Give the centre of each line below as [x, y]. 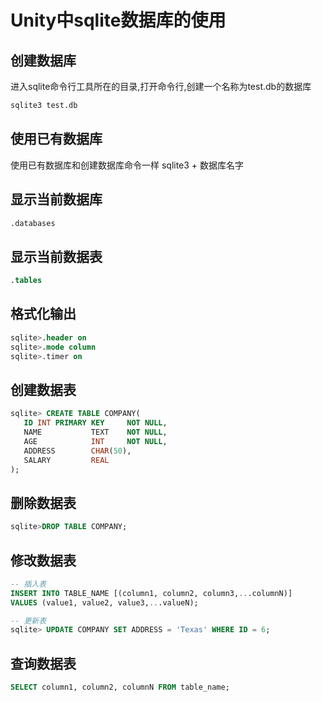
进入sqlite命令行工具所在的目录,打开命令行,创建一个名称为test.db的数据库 [161, 86]
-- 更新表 [28, 621]
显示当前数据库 [56, 199]
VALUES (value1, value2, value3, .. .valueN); [104, 602]
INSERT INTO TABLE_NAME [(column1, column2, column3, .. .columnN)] [151, 593]
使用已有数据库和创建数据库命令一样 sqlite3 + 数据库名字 [127, 165]
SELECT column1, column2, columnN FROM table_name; [120, 687]
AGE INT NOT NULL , [95, 441]
